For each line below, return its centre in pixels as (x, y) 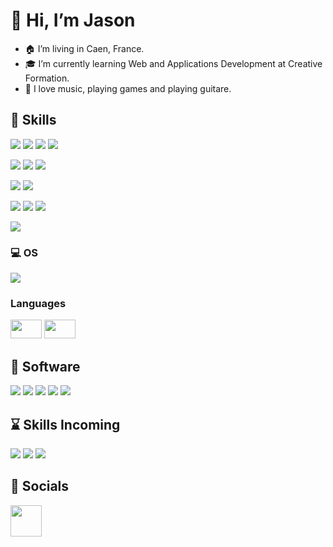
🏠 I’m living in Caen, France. (84, 48)
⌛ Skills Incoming (65, 424)
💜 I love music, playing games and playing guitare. (128, 88)
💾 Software (45, 366)
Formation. (47, 78)
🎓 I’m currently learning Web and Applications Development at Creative (173, 63)
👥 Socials (40, 486)
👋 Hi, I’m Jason (73, 20)
